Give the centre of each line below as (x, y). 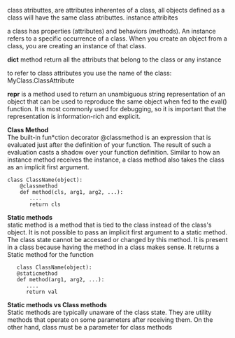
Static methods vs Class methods (57, 305)
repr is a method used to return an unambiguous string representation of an (116, 94)
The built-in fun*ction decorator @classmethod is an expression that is (109, 137)
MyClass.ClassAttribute (41, 80)
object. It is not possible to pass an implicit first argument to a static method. (117, 232)
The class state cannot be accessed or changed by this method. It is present (117, 240)
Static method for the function (51, 254)
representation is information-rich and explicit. (74, 116)
